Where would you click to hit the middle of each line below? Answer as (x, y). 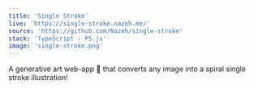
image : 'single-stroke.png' (56, 46)
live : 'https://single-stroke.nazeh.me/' (80, 23)
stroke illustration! (39, 78)
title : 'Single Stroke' (49, 16)
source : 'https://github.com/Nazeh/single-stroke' (96, 31)
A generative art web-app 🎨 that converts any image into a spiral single (127, 69)
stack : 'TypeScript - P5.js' (58, 38)
